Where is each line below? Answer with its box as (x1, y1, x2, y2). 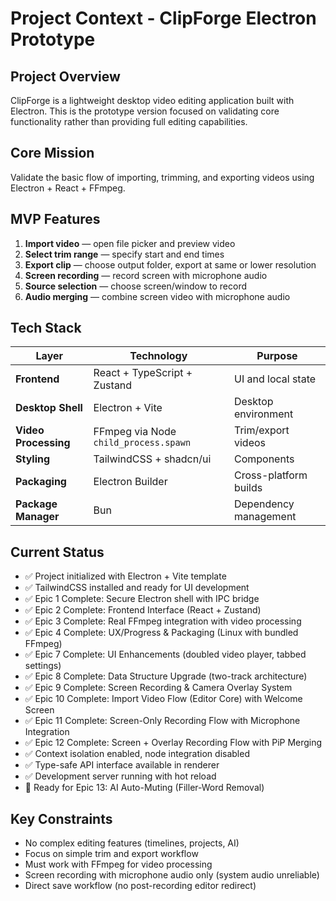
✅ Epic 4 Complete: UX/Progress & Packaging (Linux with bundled (24, 627, 299, 639)
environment (233, 407, 294, 421)
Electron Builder (93, 475, 168, 489)
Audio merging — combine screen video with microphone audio (24, 290, 291, 302)
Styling (15, 452, 51, 466)
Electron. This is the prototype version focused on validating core (10, 105, 280, 117)
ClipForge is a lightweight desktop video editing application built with (10, 95, 295, 106)
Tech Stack (10, 320, 82, 337)
